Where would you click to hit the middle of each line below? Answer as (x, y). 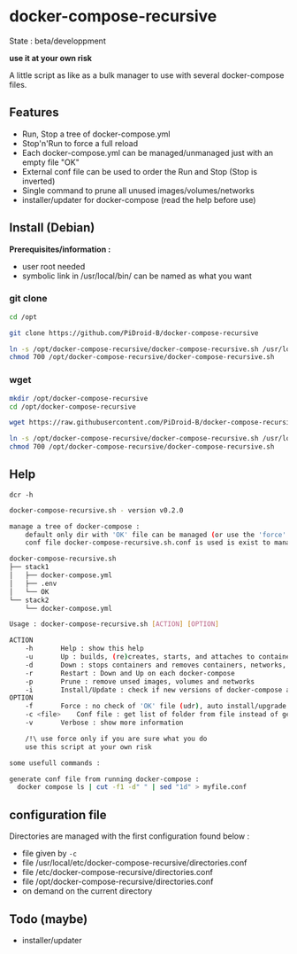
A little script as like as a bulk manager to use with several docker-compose (147, 75)
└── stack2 (29, 600)
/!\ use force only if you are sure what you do (116, 739)
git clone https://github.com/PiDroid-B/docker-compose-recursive (134, 333)
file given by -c (49, 854)
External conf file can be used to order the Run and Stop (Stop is (140, 171)
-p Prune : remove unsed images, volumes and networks (140, 681)
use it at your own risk (51, 58)
